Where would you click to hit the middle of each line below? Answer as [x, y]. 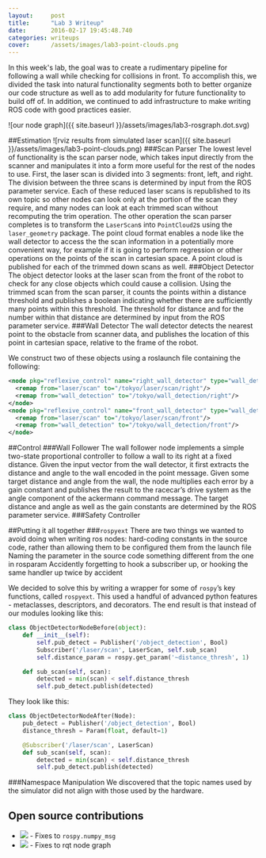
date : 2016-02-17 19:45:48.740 [70, 30]
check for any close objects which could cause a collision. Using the [120, 284]
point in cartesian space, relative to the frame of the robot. [103, 343]
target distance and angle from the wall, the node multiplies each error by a [131, 481]
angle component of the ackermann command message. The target [118, 498]
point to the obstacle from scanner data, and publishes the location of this [129, 335]
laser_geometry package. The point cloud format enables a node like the [126, 233]
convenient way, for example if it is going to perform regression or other [125, 250]
